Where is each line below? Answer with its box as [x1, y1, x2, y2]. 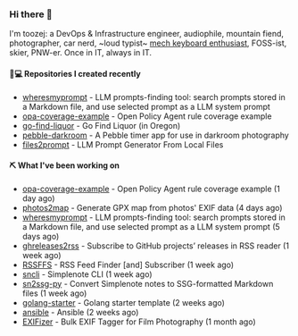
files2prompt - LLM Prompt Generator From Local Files [21, 139, 224, 150]
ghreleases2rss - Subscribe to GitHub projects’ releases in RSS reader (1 [21, 240, 290, 251]
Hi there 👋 [9, 8, 54, 21]
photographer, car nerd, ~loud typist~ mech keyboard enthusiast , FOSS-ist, [9, 38, 287, 48]
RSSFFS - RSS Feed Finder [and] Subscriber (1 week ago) [21, 259, 235, 270]
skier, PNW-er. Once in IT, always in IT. [9, 47, 153, 58]
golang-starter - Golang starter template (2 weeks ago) [21, 297, 226, 307]
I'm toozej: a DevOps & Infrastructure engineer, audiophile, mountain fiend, [9, 29, 284, 39]
